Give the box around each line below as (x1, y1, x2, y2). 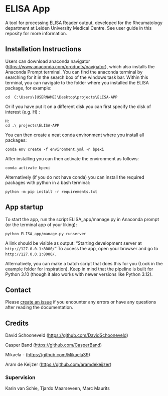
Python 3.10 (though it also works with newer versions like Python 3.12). (5, 271, 153, 277)
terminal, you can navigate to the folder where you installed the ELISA (5, 79, 149, 85)
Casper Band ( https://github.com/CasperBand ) (5, 342, 102, 348)
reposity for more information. (5, 30, 67, 36)
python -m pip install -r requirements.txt (5, 189, 98, 194)
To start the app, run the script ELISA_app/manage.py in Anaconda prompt (5, 216, 159, 222)
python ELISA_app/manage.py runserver (5, 231, 86, 236)
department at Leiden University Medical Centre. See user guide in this (5, 25, 152, 31)
